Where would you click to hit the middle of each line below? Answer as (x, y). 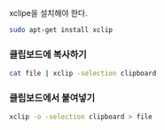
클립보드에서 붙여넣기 (52, 98)
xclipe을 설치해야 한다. (48, 13)
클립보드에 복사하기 (48, 54)
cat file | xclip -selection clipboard (83, 74)
